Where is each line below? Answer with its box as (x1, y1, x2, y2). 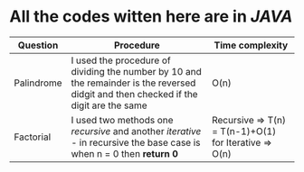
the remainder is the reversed (71, 77, 196, 89)
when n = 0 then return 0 (71, 147, 179, 159)
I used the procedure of (71, 54, 171, 67)
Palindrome (14, 77, 62, 89)
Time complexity (214, 39, 289, 51)
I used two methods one (71, 113, 174, 126)
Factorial (14, 131, 52, 143)
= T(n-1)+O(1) (211, 124, 277, 137)
